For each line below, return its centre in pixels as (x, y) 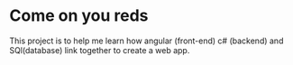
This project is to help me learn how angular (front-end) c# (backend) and (146, 41)
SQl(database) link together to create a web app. (100, 50)
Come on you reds (79, 16)
